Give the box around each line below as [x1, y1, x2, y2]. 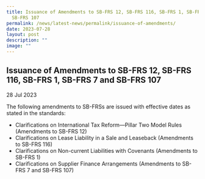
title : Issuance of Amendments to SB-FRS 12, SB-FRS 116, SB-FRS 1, [6, 9, 184, 15]
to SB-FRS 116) [15, 141, 53, 148]
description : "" [6, 37, 48, 43]
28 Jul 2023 [6, 91, 37, 98]
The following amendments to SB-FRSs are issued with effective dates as [6, 103, 191, 110]
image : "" [6, 43, 32, 49]
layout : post [6, 32, 40, 38]
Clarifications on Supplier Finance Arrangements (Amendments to [15, 160, 181, 167]
